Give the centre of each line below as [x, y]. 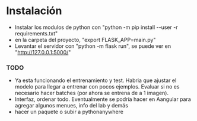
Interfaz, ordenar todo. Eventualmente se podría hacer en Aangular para [103, 99]
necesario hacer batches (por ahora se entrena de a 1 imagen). [92, 93]
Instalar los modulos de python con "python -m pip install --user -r [96, 27]
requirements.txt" [36, 33]
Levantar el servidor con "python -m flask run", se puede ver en [93, 46]
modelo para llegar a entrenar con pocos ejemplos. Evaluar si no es [97, 87]
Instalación [34, 11]
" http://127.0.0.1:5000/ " [43, 52]
